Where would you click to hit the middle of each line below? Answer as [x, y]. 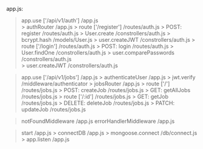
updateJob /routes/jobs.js [53, 109]
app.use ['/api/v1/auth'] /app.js [60, 20]
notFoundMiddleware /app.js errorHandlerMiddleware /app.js [98, 121]
